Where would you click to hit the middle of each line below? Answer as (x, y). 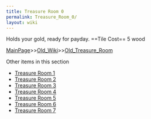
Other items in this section (37, 62)
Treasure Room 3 (35, 86)
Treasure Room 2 (35, 79)
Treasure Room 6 (35, 104)
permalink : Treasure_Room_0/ (42, 17)
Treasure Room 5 (35, 98)
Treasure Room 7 (35, 110)
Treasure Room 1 (35, 73)
